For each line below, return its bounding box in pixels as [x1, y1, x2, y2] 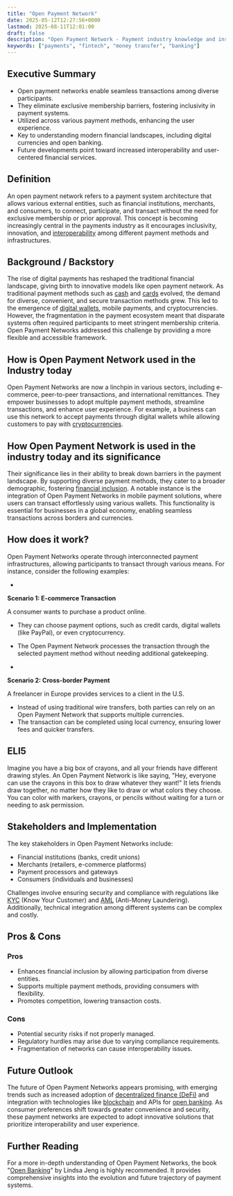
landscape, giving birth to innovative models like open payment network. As [7, 282, 224, 290]
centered [17, 153, 44, 161]
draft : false [7, 29, 45, 37]
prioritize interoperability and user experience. [7, 1120, 140, 1129]
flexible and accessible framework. [7, 334, 107, 342]
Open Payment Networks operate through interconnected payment [7, 552, 199, 560]
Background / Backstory [7, 256, 114, 268]
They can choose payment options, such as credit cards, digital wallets [17, 621, 221, 629]
